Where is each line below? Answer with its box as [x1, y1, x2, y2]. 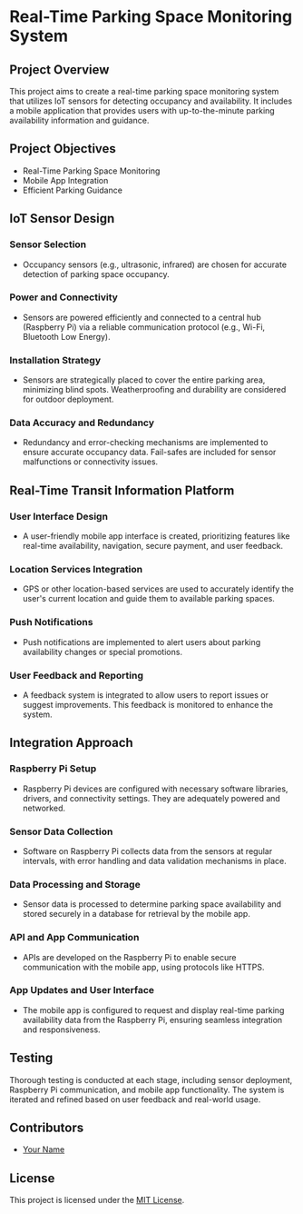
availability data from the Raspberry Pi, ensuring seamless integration [22, 1014, 283, 1025]
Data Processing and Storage [9, 878, 141, 891]
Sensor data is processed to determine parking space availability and [22, 899, 282, 910]
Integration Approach [9, 735, 133, 751]
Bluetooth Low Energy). [22, 331, 111, 342]
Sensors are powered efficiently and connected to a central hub [22, 312, 261, 323]
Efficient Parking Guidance [22, 184, 122, 195]
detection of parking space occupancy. [22, 268, 170, 279]
